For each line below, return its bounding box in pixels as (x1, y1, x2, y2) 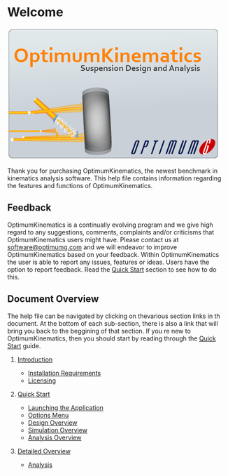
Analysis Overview (27, 433, 82, 442)
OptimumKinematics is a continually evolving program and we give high (7, 220, 213, 229)
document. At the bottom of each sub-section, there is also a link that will (7, 319, 218, 327)
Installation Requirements (27, 369, 101, 377)
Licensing (27, 376, 56, 385)
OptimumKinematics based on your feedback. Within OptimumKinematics (7, 250, 220, 258)
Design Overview (27, 418, 78, 427)
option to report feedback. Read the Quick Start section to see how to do (7, 265, 217, 274)
